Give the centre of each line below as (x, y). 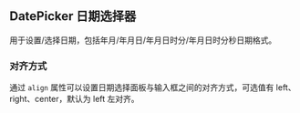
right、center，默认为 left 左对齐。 (74, 99)
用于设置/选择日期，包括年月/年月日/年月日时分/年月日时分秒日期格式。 (143, 40)
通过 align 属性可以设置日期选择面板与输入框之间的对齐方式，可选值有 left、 (153, 87)
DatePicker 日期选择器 (73, 16)
